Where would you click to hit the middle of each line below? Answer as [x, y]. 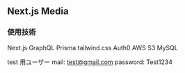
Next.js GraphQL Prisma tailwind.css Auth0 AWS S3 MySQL [93, 48]
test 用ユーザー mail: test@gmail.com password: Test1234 [90, 62]
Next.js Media [38, 11]
